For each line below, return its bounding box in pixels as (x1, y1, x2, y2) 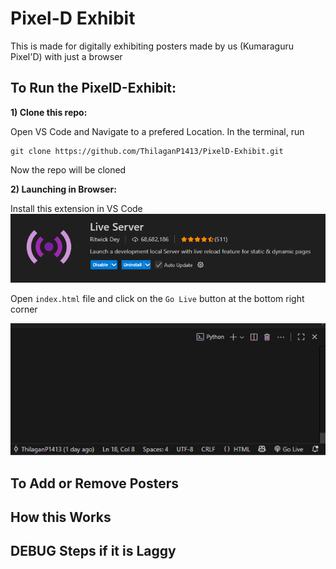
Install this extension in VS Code (10, 202, 143, 214)
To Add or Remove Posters (10, 475, 180, 492)
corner (10, 303, 38, 315)
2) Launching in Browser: (10, 183, 117, 195)
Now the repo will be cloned (10, 163, 127, 176)
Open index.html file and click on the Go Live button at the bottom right (10, 292, 305, 304)
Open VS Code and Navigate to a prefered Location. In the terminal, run (10, 125, 305, 137)
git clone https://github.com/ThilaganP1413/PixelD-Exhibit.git (10, 146, 284, 156)
